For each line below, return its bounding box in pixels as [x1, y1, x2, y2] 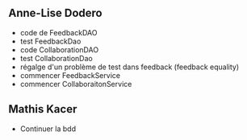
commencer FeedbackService [19, 70, 121, 80]
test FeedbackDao [19, 36, 82, 46]
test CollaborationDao [19, 53, 93, 63]
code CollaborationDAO [19, 44, 99, 55]
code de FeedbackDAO [19, 27, 98, 37]
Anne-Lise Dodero [8, 6, 103, 20]
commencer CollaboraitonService [19, 79, 132, 89]
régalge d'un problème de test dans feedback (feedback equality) [19, 62, 240, 72]
